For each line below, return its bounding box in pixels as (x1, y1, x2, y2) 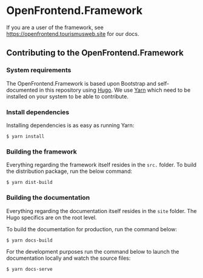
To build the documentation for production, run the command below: (6, 225, 178, 232)
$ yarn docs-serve (6, 266, 53, 272)
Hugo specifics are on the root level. (6, 214, 97, 221)
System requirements (6, 66, 72, 75)
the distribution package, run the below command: (6, 168, 132, 175)
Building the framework (6, 147, 77, 155)
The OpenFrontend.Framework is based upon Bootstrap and (6, 80, 156, 87)
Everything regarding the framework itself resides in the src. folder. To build (6, 161, 197, 169)
